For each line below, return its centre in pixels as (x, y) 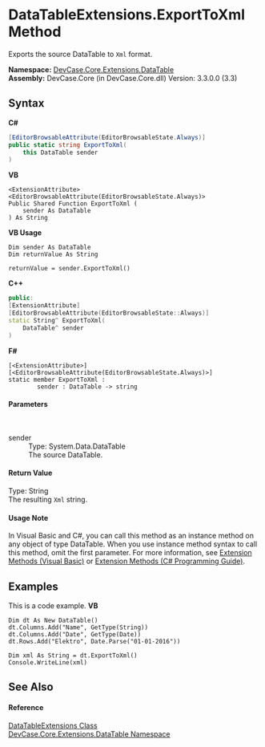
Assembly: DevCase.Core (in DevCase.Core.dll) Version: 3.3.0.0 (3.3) (123, 78)
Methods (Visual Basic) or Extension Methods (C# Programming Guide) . (127, 561)
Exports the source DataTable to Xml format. (80, 54)
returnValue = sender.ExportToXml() (69, 269)
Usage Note (28, 518)
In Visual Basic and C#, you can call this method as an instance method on (131, 536)
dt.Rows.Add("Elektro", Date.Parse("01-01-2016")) (94, 641)
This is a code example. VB (53, 605)
